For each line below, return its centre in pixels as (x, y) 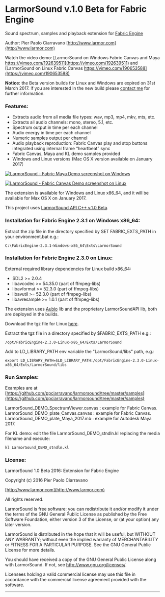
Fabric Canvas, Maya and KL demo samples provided (66, 154)
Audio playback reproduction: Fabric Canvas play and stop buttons (80, 143)
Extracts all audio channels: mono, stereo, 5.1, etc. (63, 122)
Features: (17, 106)
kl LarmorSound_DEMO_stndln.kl (37, 448)
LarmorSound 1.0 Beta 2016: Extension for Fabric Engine (62, 471)
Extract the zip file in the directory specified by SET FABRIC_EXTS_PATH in (81, 231)
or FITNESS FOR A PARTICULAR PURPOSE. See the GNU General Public (78, 545)
